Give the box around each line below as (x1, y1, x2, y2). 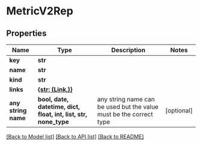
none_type (38, 118, 69, 126)
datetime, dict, (38, 103, 80, 111)
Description (111, 46, 145, 54)
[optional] (165, 106, 193, 115)
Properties (6, 28, 47, 38)
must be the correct (97, 110, 153, 118)
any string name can (97, 95, 155, 103)
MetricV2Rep (6, 4, 73, 18)
